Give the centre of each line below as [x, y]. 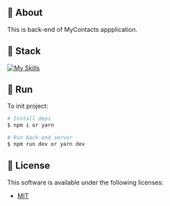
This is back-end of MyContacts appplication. [73, 29]
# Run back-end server [40, 138]
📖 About [25, 13]
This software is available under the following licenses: [85, 182]
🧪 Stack [24, 51]
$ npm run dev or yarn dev [46, 144]
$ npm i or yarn [31, 125]
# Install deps [29, 119]
